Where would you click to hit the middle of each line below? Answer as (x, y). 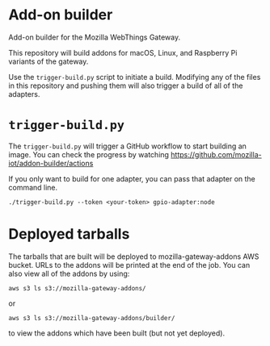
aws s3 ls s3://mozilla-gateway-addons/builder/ (92, 318)
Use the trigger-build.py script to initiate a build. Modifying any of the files (135, 77)
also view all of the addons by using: (69, 273)
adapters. (24, 94)
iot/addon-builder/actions (51, 163)
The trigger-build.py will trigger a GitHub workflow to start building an (127, 146)
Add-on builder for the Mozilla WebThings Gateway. (94, 37)
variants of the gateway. (49, 61)
